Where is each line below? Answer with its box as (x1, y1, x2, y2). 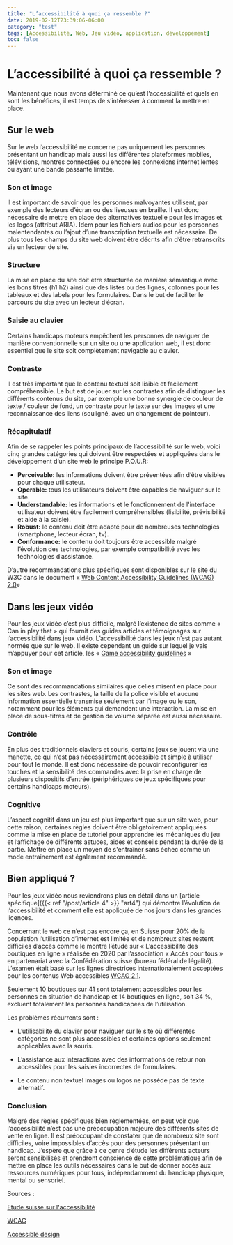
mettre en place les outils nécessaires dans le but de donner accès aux (7, 1161, 211, 1170)
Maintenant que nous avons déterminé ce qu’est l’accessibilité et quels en (7, 89, 219, 98)
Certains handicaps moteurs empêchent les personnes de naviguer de (7, 331, 209, 340)
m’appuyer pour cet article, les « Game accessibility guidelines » (7, 649, 192, 658)
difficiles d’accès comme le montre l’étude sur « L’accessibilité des (7, 942, 198, 950)
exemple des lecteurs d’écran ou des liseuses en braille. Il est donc (7, 206, 200, 214)
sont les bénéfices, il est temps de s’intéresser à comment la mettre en (7, 97, 210, 105)
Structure (7, 260, 40, 270)
